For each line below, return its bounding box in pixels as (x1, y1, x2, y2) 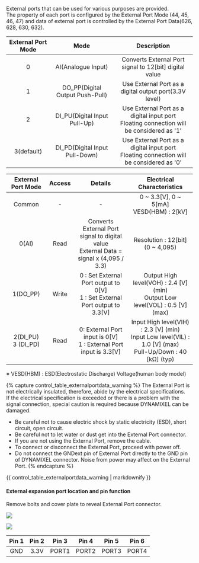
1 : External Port (78, 340, 123, 348)
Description (136, 41, 171, 50)
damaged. (6, 407, 31, 414)
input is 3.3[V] (81, 348, 121, 356)
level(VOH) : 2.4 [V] (133, 279, 188, 287)
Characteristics (138, 183, 183, 191)
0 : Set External (79, 271, 123, 279)
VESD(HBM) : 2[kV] (133, 207, 188, 216)
